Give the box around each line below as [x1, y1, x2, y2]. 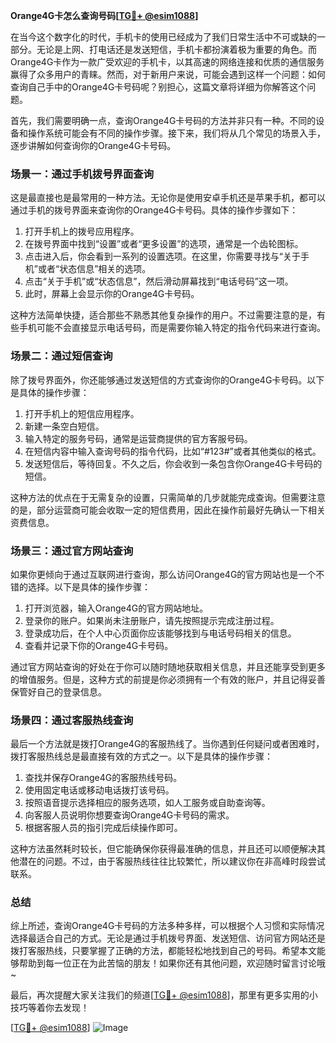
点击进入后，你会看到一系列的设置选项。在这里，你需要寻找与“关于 [24, 250, 301, 263]
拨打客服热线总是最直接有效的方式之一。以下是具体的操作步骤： [10, 750, 273, 763]
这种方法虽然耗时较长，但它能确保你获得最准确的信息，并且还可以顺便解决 [10, 843, 317, 855]
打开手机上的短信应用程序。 [24, 407, 140, 419]
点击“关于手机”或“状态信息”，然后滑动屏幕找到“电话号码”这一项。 [24, 275, 294, 288]
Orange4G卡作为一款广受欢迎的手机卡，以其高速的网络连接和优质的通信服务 [10, 56, 325, 68]
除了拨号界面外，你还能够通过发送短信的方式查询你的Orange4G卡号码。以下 [10, 374, 325, 386]
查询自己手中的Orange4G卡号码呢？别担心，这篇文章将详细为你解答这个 [10, 81, 308, 93]
